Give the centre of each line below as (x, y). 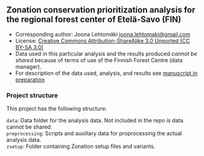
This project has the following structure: (57, 108)
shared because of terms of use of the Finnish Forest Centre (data (99, 60)
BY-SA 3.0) (29, 47)
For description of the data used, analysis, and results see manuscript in (106, 73)
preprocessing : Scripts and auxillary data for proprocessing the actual (94, 133)
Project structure (32, 95)
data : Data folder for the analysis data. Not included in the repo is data (95, 121)
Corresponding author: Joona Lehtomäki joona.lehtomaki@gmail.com (103, 34)
